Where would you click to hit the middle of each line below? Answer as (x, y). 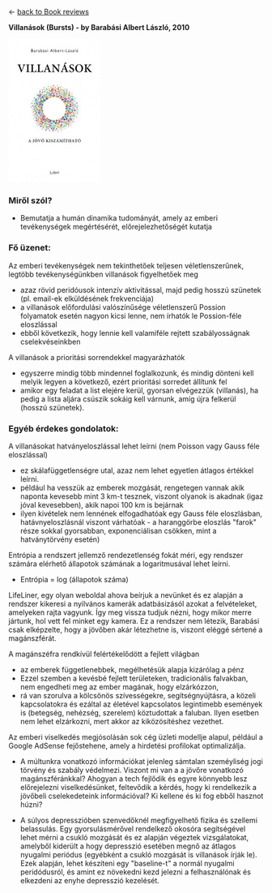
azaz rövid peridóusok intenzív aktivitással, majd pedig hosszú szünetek (140, 290)
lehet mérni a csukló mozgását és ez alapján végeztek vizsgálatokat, (134, 837)
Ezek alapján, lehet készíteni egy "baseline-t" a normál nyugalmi (127, 863)
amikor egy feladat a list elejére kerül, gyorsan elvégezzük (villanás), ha (139, 390)
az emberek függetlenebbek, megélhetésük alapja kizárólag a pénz (132, 669)
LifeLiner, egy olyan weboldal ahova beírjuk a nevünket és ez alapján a (126, 595)
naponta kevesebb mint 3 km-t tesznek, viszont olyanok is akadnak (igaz (142, 496)
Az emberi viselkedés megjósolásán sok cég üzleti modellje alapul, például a (136, 736)
